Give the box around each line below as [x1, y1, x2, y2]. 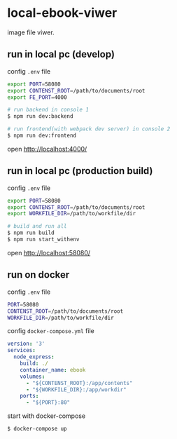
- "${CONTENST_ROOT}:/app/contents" [25, 379, 133, 386]
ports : [20, 393, 39, 400]
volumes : [20, 373, 45, 380]
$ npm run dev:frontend [7, 132, 77, 139]
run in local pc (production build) [7, 165, 153, 177]
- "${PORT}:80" [25, 399, 71, 406]
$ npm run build [7, 229, 55, 236]
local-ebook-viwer [7, 5, 118, 21]
